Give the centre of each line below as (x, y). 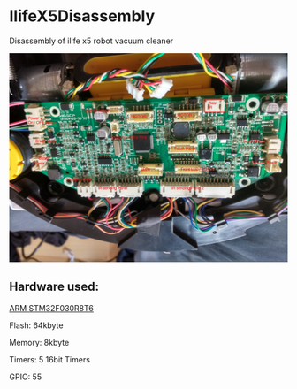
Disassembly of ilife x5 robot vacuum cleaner (91, 41)
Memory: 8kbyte (39, 342)
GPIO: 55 (26, 377)
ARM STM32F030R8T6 (52, 308)
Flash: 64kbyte (36, 325)
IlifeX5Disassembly (82, 16)
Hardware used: (54, 287)
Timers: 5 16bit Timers (50, 359)
